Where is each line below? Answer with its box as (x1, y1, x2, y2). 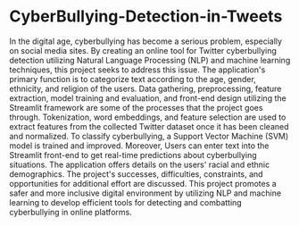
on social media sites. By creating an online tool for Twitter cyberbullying (9, 45, 277, 55)
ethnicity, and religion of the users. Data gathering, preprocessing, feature (9, 83, 282, 94)
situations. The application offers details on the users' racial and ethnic (9, 159, 270, 170)
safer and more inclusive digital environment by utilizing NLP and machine (9, 188, 282, 198)
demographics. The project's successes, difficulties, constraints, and (9, 168, 263, 180)
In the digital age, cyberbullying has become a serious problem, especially (9, 36, 283, 46)
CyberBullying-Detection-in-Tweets (9, 6, 283, 27)
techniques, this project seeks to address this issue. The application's (9, 64, 266, 75)
